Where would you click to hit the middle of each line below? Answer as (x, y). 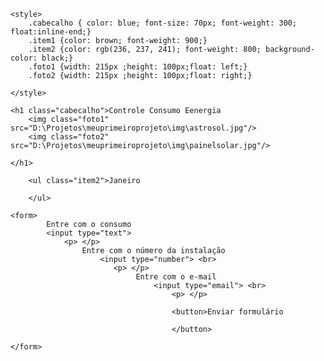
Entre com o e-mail (176, 277)
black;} (57, 58)
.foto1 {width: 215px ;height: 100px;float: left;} (138, 67)
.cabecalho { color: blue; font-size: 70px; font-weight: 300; (163, 23)
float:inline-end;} (51, 32)
